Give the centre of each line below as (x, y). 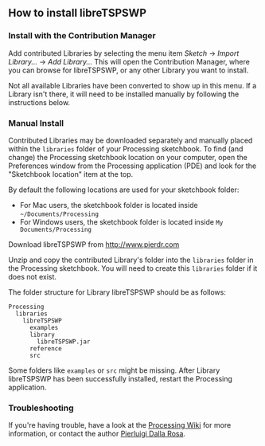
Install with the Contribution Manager (82, 36)
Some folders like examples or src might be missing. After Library (114, 370)
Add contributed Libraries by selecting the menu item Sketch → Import (124, 53)
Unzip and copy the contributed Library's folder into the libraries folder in (131, 260)
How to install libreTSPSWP (78, 13)
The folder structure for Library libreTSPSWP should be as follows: (117, 292)
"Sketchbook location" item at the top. (71, 174)
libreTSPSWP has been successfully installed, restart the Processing (121, 378)
